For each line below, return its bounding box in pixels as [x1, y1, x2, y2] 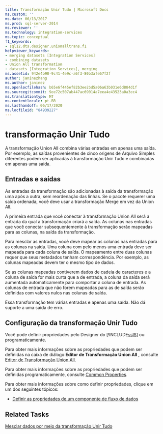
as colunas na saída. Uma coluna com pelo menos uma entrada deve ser [5, 244, 152, 250]
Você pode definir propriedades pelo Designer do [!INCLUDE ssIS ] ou [5, 332, 145, 338]
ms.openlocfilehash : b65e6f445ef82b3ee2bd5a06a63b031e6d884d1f [5, 85, 137, 90]
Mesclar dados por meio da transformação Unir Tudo [5, 423, 113, 429]
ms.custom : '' [5, 12, 34, 17]
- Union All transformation [5, 62, 63, 67]
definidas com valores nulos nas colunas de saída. [5, 289, 107, 295]
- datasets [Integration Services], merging [5, 67, 98, 72]
